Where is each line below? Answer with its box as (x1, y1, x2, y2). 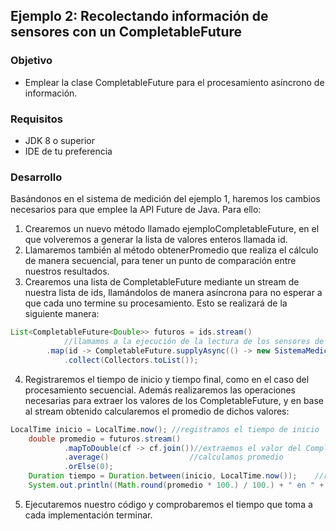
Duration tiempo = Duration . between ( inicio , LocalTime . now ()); (28, 471, 298, 481)
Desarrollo (10, 170, 63, 184)
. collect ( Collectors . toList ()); (63, 355, 199, 365)
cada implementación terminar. (24, 509, 153, 521)
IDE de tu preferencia (24, 145, 113, 157)
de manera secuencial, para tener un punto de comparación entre (24, 255, 297, 267)
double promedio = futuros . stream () (28, 434, 182, 444)
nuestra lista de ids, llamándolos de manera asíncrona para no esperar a (24, 287, 323, 299)
